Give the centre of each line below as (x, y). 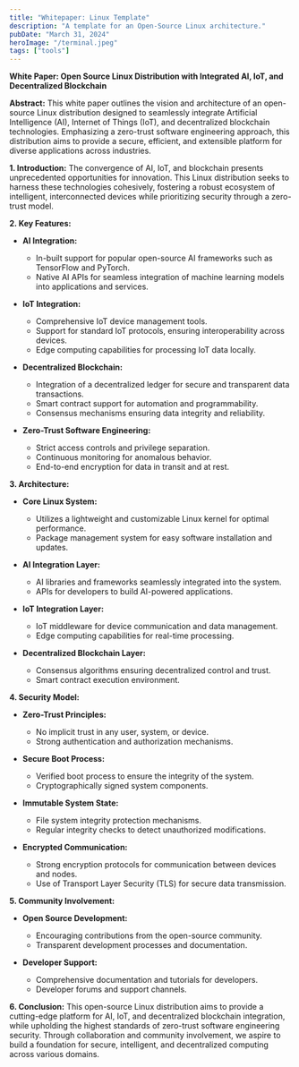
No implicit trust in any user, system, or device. (122, 732)
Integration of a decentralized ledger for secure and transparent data (162, 385)
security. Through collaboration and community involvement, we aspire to (145, 1036)
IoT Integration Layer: (63, 609)
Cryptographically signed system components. (122, 786)
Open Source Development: (75, 918)
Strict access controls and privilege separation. (123, 448)
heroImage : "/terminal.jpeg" (64, 43)
